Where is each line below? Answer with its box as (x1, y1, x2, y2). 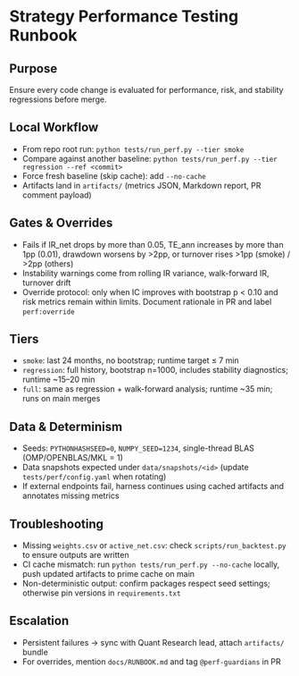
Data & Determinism (9, 418, 123, 435)
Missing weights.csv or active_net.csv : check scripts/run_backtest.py (21, 540, 287, 551)
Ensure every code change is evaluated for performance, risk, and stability (9, 85, 284, 95)
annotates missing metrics (21, 490, 120, 502)
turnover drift (21, 277, 71, 288)
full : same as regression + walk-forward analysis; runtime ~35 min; (21, 384, 273, 394)
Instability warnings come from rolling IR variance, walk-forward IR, (21, 267, 270, 278)
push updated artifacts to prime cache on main (21, 569, 195, 579)
